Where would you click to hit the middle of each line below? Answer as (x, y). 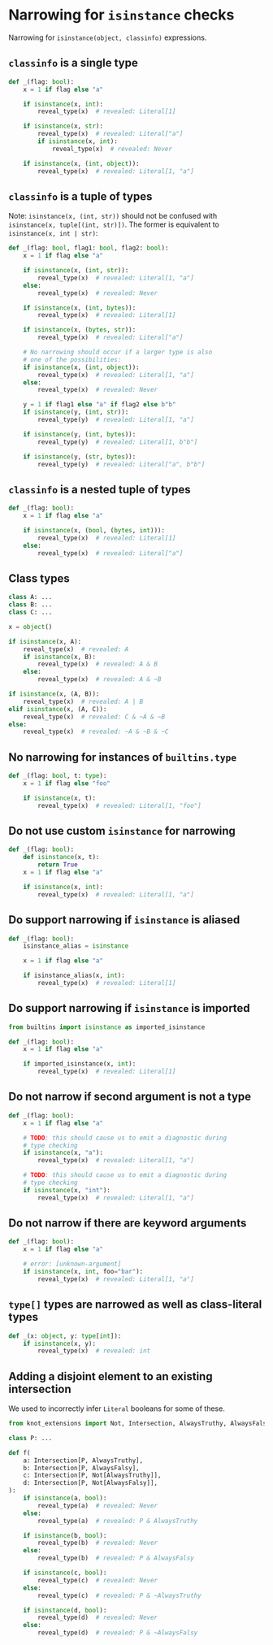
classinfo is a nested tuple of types (100, 489)
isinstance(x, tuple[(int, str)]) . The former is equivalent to (114, 224)
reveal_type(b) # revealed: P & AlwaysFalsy (116, 1558)
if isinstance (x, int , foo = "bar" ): (83, 1272)
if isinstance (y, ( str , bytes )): (80, 457)
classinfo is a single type (73, 63)
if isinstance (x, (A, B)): (54, 694)
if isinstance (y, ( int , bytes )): (80, 434)
